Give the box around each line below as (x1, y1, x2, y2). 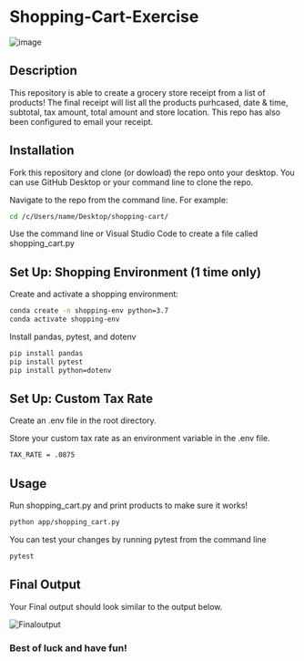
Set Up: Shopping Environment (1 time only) (9, 264, 262, 280)
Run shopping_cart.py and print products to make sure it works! (9, 500, 248, 511)
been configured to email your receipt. (9, 116, 154, 127)
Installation (9, 143, 75, 159)
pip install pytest (9, 357, 84, 367)
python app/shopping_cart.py (9, 518, 120, 527)
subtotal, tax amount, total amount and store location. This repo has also (9, 107, 280, 118)
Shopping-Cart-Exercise (9, 6, 199, 27)
